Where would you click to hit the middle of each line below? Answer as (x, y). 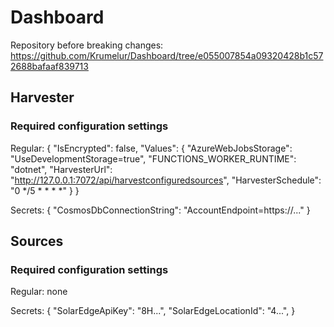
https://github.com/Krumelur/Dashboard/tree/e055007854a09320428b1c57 (167, 55)
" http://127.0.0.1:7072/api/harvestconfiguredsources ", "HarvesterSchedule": (166, 180)
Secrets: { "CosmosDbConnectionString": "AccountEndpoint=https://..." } (160, 210)
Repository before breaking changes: (87, 45)
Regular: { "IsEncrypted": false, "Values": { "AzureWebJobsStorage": (151, 148)
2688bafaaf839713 (49, 66)
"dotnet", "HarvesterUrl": (61, 169)
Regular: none (39, 292)
